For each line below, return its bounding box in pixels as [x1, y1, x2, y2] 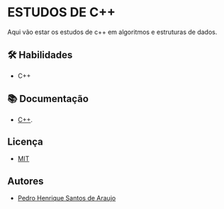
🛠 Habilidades [7, 49, 73, 61]
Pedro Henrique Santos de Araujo [17, 194, 116, 203]
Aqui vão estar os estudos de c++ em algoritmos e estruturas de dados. [7, 28, 218, 36]
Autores [7, 175, 44, 187]
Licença [7, 135, 44, 147]
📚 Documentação [7, 93, 89, 105]
